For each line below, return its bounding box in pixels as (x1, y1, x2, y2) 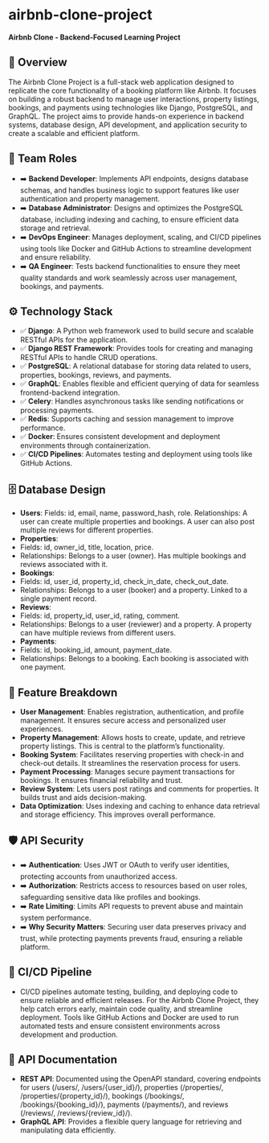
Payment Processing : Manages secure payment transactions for (19, 767, 235, 776)
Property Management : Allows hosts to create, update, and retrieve (19, 733, 246, 742)
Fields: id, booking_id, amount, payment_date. (19, 645, 173, 655)
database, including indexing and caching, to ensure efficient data (19, 214, 239, 224)
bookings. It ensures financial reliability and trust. (19, 776, 183, 785)
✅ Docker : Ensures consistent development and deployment (19, 432, 221, 441)
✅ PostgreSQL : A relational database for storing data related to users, (19, 361, 251, 371)
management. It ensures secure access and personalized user (19, 715, 226, 725)
